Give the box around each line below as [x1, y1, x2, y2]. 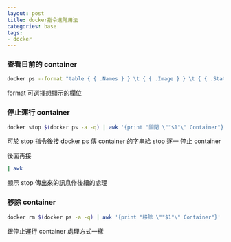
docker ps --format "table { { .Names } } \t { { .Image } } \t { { [7, 76, 208, 82]
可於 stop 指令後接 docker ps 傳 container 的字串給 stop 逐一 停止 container [7, 137, 221, 145]
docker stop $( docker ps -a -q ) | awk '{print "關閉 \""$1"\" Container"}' [7, 124, 227, 131]
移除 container [7, 197, 56, 207]
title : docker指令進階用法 [7, 16, 78, 23]
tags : [7, 29, 23, 36]
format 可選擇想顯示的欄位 [7, 89, 82, 97]
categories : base [7, 23, 57, 30]
